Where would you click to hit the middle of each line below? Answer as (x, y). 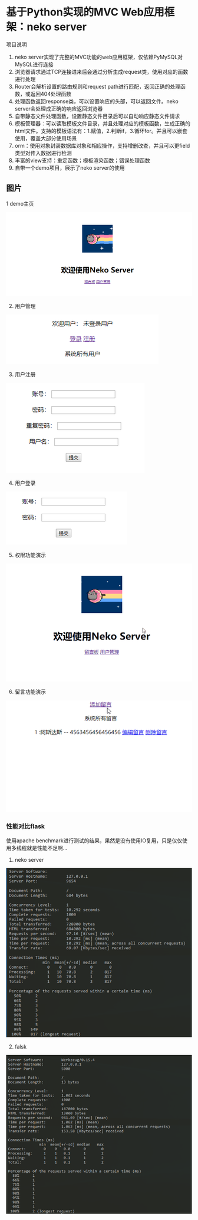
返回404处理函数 (51, 94)
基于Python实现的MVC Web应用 (85, 12)
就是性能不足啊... (47, 848)
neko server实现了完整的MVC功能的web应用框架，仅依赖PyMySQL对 (99, 57)
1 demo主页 (20, 203)
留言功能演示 (30, 692)
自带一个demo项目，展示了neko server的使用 (70, 168)
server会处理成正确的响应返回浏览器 (59, 108)
